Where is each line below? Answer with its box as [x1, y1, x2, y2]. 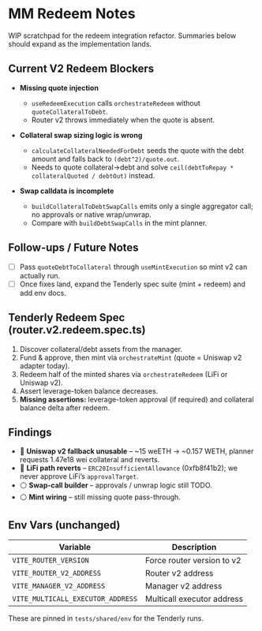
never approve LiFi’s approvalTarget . [19, 472, 139, 481]
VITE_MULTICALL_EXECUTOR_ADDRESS [12, 595, 138, 603]
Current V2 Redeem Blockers [8, 62, 155, 76]
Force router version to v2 [144, 555, 242, 566]
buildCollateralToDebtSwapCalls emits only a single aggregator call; [31, 201, 254, 211]
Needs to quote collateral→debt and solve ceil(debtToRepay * [31, 162, 234, 172]
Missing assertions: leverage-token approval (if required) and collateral [19, 394, 254, 404]
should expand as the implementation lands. [8, 39, 152, 48]
